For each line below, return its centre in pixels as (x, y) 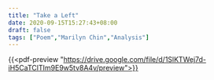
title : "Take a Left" (44, 15)
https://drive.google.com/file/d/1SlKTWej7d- (135, 60)
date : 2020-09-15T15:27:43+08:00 (63, 23)
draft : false (30, 30)
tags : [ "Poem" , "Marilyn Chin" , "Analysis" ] (79, 37)
